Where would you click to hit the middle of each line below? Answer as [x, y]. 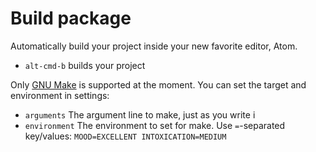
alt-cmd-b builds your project [85, 65]
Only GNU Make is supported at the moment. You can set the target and [158, 84]
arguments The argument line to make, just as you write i [140, 114]
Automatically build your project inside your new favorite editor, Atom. [154, 46]
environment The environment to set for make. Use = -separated [155, 125]
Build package [71, 18]
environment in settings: [60, 95]
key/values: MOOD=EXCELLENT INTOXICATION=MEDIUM [125, 136]
